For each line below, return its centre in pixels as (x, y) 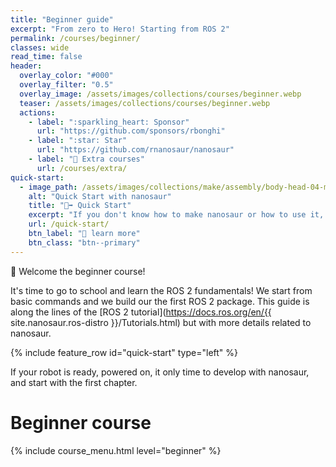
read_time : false (46, 57)
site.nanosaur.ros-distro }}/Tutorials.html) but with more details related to (161, 322)
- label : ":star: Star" (78, 141)
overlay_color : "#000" (66, 76)
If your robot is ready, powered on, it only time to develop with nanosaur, (160, 372)
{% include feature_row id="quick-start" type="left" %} (124, 352)
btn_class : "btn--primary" (84, 242)
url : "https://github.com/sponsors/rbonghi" (131, 131)
